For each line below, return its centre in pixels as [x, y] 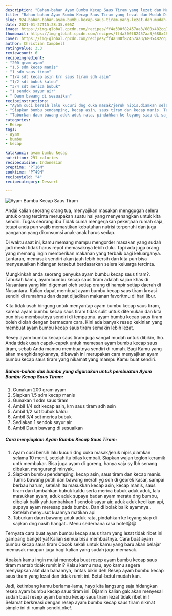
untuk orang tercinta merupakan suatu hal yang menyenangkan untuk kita [83, 216]
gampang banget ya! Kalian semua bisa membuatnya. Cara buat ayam [79, 539]
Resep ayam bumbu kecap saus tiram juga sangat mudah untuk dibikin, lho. [85, 338]
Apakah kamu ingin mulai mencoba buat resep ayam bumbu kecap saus [81, 560]
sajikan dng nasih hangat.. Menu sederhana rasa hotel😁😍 [74, 524]
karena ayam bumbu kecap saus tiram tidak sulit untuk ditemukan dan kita [83, 312]
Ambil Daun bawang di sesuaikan [48, 428]
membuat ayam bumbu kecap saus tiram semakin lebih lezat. [70, 328]
